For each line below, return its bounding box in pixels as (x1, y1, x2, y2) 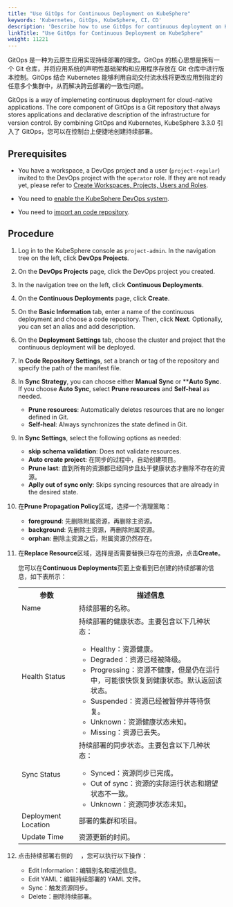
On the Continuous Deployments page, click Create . (17, 294, 170, 302)
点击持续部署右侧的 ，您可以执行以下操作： (17, 851, 148, 860)
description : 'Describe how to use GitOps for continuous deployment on (8, 23, 222, 30)
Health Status (21, 671, 66, 681)
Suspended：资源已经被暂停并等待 (90, 696, 204, 706)
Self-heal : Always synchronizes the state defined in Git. (28, 420, 187, 429)
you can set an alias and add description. (17, 322, 136, 330)
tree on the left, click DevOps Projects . (17, 254, 130, 262)
